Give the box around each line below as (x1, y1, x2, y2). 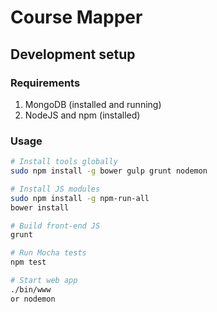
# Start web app (10, 276, 78, 286)
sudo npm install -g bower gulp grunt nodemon (10, 166, 208, 176)
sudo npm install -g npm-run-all (10, 193, 150, 203)
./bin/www (10, 284, 52, 295)
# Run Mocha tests (10, 248, 87, 258)
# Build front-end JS (10, 221, 101, 231)
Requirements (10, 76, 81, 90)
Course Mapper (10, 6, 143, 29)
